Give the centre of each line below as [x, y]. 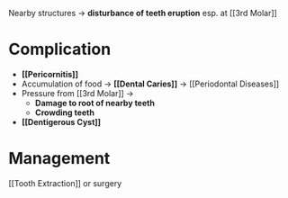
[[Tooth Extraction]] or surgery [65, 183]
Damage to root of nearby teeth [94, 103]
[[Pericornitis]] [49, 74]
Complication [60, 49]
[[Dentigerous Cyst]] [61, 121]
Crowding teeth [65, 112]
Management [59, 159]
